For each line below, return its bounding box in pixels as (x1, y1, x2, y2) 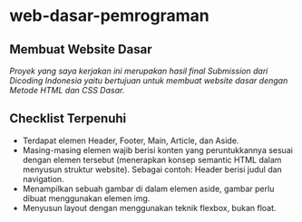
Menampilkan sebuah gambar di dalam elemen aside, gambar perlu (22, 183, 275, 194)
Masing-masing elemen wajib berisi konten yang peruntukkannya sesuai (22, 144, 293, 155)
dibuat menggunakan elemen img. (22, 192, 151, 204)
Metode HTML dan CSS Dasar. (9, 85, 125, 95)
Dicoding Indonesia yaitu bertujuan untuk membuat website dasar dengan (9, 75, 288, 86)
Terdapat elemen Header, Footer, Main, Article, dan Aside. (22, 135, 239, 146)
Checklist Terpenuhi (9, 111, 127, 127)
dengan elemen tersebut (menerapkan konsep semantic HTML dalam (22, 154, 282, 165)
